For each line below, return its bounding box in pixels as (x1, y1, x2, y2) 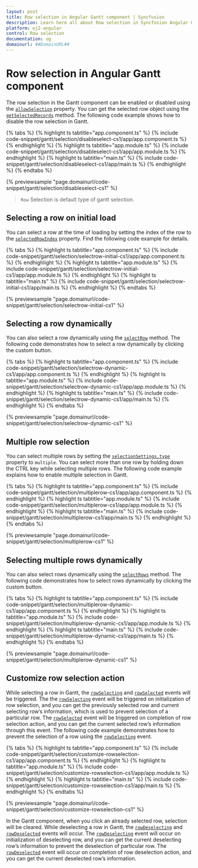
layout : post (6, 8, 38, 15)
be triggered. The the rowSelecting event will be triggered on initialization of (6, 695, 191, 702)
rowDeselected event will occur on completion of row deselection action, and (6, 849, 192, 856)
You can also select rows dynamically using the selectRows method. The (6, 571, 181, 578)
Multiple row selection (6, 437, 90, 447)
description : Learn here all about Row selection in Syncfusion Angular (6, 19, 189, 25)
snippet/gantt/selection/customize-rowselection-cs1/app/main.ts (6, 782, 164, 789)
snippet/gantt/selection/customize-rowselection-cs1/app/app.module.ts (6, 769, 181, 776)
